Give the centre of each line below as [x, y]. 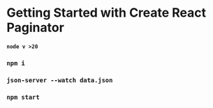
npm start [23, 97]
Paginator [35, 28]
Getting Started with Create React [106, 13]
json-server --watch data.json [60, 80]
